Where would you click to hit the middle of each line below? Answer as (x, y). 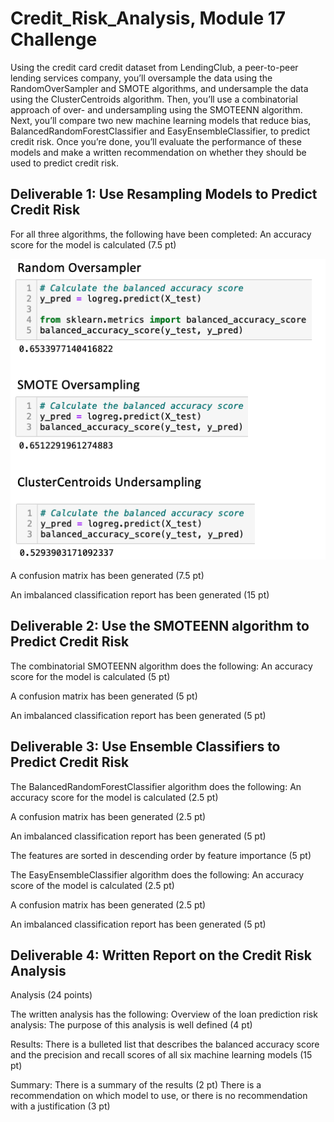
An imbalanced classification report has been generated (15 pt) (140, 594)
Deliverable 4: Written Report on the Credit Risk (161, 955)
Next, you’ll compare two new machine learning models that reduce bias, (161, 120)
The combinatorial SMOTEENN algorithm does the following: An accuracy (161, 666)
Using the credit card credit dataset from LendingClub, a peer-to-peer (154, 67)
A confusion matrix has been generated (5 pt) (104, 696)
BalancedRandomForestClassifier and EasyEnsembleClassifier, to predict (160, 131)
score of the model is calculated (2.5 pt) (92, 885)
